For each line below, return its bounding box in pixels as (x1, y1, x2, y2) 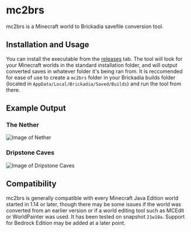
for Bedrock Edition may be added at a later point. (6, 219, 126, 226)
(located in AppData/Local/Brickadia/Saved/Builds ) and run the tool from (6, 80, 182, 87)
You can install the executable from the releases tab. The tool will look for (6, 55, 183, 62)
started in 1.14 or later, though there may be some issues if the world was (6, 200, 182, 207)
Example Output (6, 103, 66, 113)
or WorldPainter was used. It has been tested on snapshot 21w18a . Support (6, 213, 185, 220)
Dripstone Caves (6, 148, 54, 157)
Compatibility (6, 179, 57, 189)
